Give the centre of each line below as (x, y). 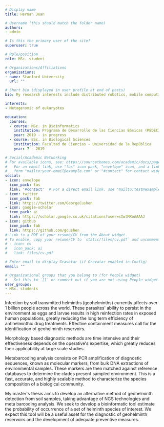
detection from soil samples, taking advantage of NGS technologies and (77, 399)
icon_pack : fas (25, 185)
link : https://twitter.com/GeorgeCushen (51, 203)
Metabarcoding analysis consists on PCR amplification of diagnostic (73, 358)
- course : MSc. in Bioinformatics (44, 126)
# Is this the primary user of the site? (48, 41)
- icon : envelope (23, 180)
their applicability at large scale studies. (45, 349)
